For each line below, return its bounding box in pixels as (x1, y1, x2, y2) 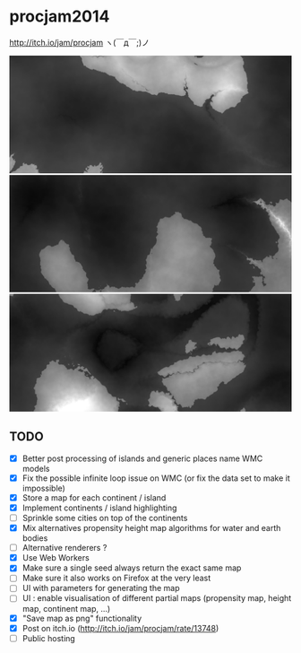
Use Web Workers (21, 553, 90, 563)
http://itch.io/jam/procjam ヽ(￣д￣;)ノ (9, 37, 150, 48)
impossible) (21, 483, 65, 493)
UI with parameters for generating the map (21, 583, 180, 594)
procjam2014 (9, 6, 110, 27)
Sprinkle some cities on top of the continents (21, 513, 188, 524)
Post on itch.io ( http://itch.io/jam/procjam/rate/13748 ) (21, 623, 219, 633)
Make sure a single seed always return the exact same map (21, 562, 242, 573)
